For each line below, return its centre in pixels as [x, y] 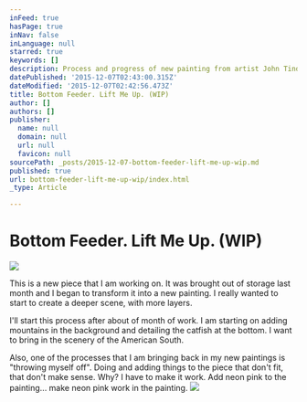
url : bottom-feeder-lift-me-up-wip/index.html [100, 179]
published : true [40, 171]
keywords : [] [34, 60]
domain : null [42, 137]
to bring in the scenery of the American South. [97, 340]
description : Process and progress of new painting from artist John [145, 69]
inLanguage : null [42, 43]
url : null [36, 145]
